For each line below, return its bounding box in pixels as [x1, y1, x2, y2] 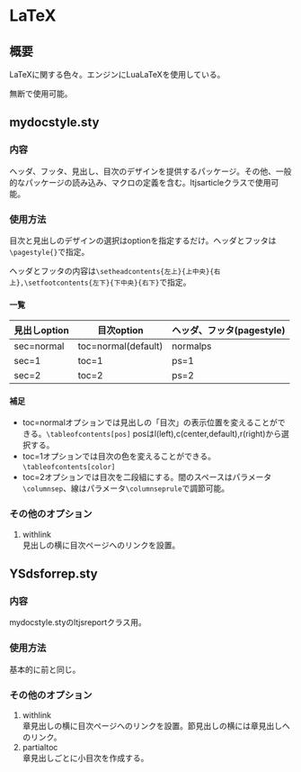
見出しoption [13, 324, 69, 337]
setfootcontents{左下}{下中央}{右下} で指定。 [28, 277, 191, 287]
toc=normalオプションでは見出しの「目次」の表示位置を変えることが [22, 417, 279, 428]
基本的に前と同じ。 [9, 664, 81, 675]
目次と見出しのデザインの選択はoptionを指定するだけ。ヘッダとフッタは [9, 235, 277, 246]
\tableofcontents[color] [22, 463, 116, 472]
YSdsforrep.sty [9, 567, 98, 582]
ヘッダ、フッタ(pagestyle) [172, 324, 286, 337]
